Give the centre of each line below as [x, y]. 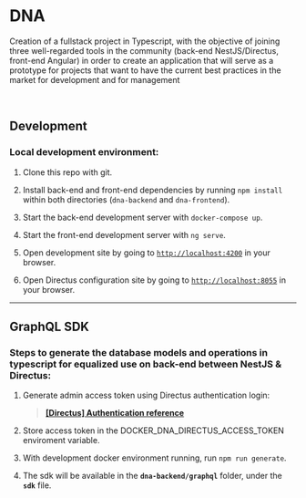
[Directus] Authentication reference [115, 413]
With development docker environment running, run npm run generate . [154, 458]
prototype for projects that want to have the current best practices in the [145, 70]
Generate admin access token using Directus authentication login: [146, 395]
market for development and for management [95, 79]
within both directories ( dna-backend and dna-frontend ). [126, 199]
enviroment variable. [61, 441]
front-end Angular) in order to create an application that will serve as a [142, 60]
